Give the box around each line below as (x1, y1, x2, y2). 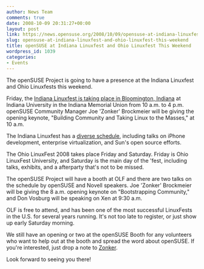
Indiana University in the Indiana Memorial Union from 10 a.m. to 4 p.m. (6, 101, 184, 108)
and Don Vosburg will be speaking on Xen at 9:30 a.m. (6, 194, 143, 202)
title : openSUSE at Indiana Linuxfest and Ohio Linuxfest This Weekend (6, 43, 191, 49)
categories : (6, 54, 36, 60)
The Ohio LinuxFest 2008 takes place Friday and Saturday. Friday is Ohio (6, 150, 189, 158)
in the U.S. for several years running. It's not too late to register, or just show (6, 213, 197, 220)
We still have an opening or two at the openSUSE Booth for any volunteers (6, 231, 192, 238)
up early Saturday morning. (6, 219, 75, 226)
